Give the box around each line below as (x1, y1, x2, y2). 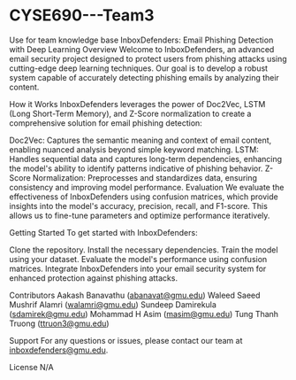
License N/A (9, 361, 55, 372)
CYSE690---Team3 (9, 5, 155, 26)
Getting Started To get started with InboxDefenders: (9, 227, 198, 237)
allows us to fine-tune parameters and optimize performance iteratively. (9, 210, 270, 221)
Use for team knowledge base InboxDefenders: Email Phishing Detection (9, 35, 274, 45)
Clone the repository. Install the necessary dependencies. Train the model (9, 244, 278, 255)
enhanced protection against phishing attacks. (9, 272, 178, 283)
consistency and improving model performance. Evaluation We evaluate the (9, 182, 285, 192)
